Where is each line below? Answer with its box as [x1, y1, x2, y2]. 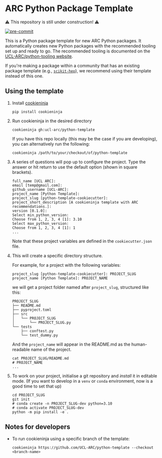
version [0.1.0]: [12, 208, 48, 213]
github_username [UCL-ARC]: [12, 187, 69, 192]
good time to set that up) [12, 383, 62, 389]
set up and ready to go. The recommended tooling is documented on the [5, 48, 150, 54]
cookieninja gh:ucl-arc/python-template [12, 127, 95, 132]
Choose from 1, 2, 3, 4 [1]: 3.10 [12, 217, 82, 221]
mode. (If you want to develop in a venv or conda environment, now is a [12, 378, 153, 384]
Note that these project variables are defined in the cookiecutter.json [12, 238, 152, 244]
